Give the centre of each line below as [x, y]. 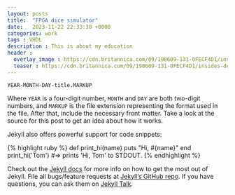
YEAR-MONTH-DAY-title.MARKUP [50, 85]
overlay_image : [37, 60]
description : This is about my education [70, 46]
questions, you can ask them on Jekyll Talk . [70, 184]
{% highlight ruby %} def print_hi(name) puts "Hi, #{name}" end [99, 147]
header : [20, 53]
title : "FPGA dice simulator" [53, 20]
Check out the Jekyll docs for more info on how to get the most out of [108, 168]
